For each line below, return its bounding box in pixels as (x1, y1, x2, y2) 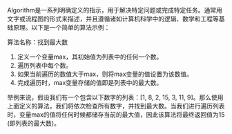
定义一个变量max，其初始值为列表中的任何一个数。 (17, 52, 163, 61)
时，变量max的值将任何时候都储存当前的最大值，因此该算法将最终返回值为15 (7, 111, 225, 119)
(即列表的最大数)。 (7, 119, 61, 127)
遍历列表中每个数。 (17, 61, 72, 69)
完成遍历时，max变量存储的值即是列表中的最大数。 (17, 79, 163, 86)
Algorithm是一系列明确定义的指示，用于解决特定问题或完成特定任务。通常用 (7, 6, 222, 14)
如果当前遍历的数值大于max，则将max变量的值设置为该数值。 (17, 70, 193, 78)
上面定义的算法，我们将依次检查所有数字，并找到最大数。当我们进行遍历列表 (7, 102, 225, 110)
